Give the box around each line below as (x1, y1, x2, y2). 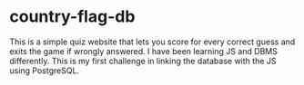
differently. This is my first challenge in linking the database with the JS (9, 55, 277, 66)
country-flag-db (9, 6, 136, 27)
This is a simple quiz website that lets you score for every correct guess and (9, 36, 296, 47)
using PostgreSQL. (9, 65, 80, 76)
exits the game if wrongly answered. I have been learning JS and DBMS (9, 45, 278, 56)
